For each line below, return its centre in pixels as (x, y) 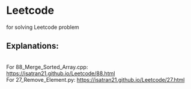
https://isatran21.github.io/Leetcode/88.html (61, 73)
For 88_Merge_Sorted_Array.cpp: (47, 67)
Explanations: (32, 46)
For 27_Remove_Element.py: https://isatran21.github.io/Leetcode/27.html (95, 79)
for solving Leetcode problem (43, 27)
